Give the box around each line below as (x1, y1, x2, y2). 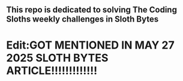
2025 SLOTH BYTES (6, 51, 109, 65)
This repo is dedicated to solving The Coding (6, 5, 177, 15)
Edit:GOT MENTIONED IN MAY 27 (6, 38, 175, 52)
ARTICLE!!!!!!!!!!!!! (6, 64, 98, 77)
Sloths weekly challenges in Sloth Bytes (6, 14, 159, 25)
